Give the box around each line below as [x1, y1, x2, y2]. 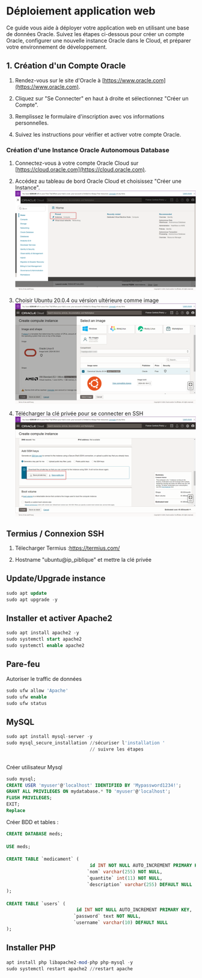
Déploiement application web [6, 4, 156, 18]
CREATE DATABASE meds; [6, 831, 63, 837]
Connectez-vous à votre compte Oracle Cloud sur [14, 159, 139, 167]
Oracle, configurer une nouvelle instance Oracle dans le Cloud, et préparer [6, 37, 191, 44]
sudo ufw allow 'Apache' [6, 687, 69, 694]
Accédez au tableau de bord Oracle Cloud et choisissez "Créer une [14, 177, 182, 185]
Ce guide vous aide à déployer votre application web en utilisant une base [6, 24, 189, 31]
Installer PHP [6, 943, 56, 953]
